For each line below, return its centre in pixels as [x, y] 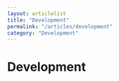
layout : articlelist [37, 13]
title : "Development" [38, 20]
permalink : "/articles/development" [60, 26]
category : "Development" [43, 33]
